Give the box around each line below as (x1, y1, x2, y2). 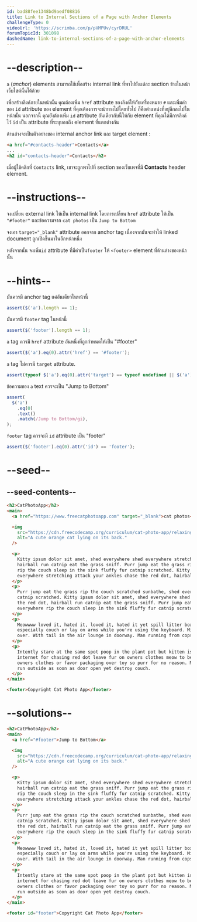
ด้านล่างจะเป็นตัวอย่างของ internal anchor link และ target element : (6, 130, 151, 137)
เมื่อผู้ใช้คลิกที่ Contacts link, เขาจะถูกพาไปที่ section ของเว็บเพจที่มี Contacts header (6, 164, 186, 171)
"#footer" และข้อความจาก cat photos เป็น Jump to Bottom (6, 216, 136, 223)
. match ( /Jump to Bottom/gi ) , (17, 416, 88, 422)
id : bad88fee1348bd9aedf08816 (6, 8, 81, 15)
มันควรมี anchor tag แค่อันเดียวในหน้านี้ (6, 294, 88, 301)
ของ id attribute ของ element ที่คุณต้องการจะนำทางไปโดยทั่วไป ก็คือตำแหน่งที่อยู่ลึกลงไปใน (6, 105, 191, 112)
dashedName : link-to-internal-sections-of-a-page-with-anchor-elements (6, 36, 185, 42)
